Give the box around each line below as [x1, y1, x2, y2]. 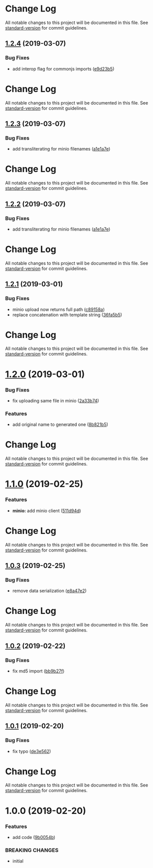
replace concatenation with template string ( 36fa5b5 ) [12, 311, 122, 317]
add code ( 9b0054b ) [12, 834, 56, 840]
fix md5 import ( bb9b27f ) [12, 668, 65, 674]
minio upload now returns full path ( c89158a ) [12, 306, 105, 312]
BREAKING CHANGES [5, 846, 59, 853]
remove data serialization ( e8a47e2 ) [12, 588, 87, 594]
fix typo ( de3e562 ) [12, 748, 51, 754]
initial [12, 858, 24, 864]
